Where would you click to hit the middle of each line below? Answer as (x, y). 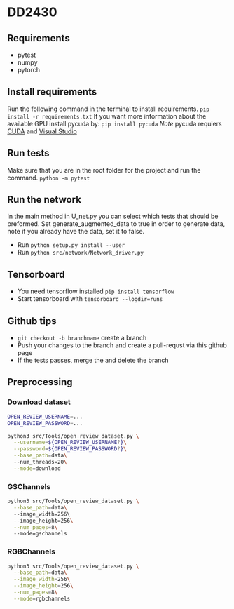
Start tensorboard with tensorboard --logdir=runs (90, 299)
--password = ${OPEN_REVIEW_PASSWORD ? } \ (70, 449)
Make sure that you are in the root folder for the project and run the (104, 170)
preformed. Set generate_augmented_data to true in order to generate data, (116, 224)
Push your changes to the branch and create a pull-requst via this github (122, 345)
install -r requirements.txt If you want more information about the (107, 116)
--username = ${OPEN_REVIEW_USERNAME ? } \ (70, 443)
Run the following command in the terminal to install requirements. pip (109, 109)
